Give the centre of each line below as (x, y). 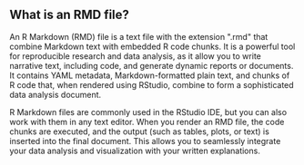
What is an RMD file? (70, 15)
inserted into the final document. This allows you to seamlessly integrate (145, 141)
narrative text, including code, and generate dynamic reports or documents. (152, 65)
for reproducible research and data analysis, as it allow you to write (135, 56)
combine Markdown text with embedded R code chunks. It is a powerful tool (152, 46)
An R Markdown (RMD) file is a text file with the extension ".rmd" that (139, 36)
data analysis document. (56, 94)
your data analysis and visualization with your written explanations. (135, 150)
